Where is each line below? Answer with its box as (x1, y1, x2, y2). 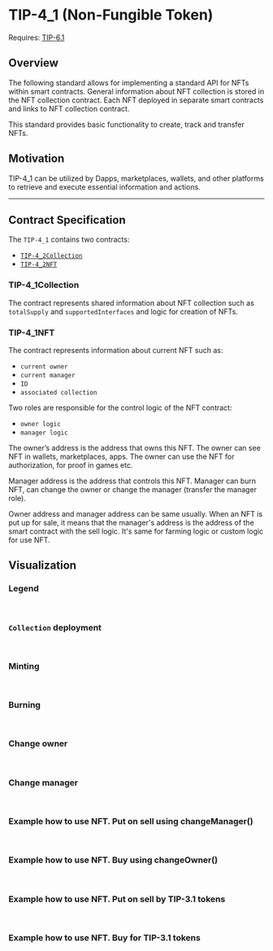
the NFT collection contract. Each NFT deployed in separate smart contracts (8, 95, 264, 105)
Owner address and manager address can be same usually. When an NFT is (8, 508, 262, 518)
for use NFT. (8, 534, 50, 544)
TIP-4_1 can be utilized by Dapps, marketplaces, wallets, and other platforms (8, 173, 264, 183)
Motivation (8, 152, 65, 166)
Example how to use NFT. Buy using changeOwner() (8, 854, 218, 866)
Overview (8, 56, 59, 70)
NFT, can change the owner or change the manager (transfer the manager (8, 484, 258, 494)
